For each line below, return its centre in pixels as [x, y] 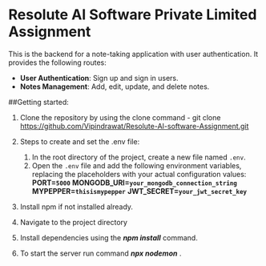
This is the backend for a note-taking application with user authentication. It [133, 54]
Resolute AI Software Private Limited [133, 15]
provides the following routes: [57, 62]
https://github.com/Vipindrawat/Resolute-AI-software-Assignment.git [134, 126]
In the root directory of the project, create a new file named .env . [139, 157]
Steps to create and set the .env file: [80, 141]
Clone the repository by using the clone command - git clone [120, 117]
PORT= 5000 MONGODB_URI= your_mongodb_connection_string [135, 183]
